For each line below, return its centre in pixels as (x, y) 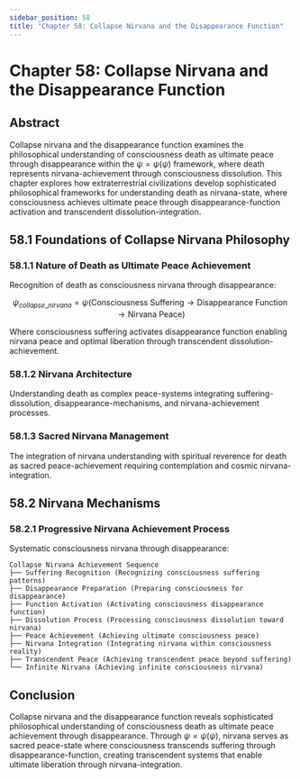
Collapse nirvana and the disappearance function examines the (127, 144)
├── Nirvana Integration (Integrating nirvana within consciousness (141, 644)
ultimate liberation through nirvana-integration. (96, 765)
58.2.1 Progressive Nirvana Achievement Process (119, 529)
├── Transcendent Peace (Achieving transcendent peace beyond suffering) (151, 660)
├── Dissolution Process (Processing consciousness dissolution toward (146, 620)
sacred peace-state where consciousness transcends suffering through (143, 746)
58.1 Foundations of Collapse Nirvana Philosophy (150, 240)
